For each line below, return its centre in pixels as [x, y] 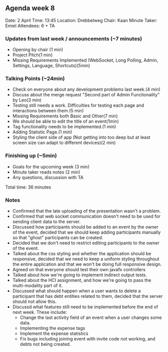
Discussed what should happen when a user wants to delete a [77, 291]
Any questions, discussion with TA [48, 177]
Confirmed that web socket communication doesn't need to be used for [86, 216]
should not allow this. [34, 301]
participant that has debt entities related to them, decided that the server [88, 296]
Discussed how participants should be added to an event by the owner [86, 227]
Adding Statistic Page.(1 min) [42, 132]
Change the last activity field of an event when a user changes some [91, 317]
